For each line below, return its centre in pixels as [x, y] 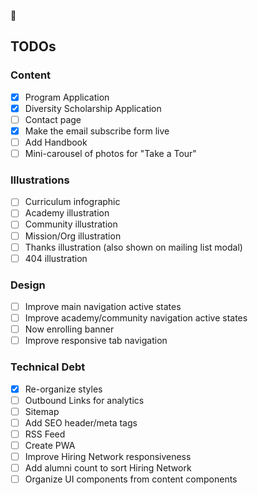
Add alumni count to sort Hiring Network [108, 468]
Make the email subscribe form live [97, 131]
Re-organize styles [63, 389]
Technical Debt [48, 367]
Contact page [53, 119]
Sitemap [42, 411]
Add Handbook [56, 142]
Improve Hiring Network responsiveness [108, 456]
